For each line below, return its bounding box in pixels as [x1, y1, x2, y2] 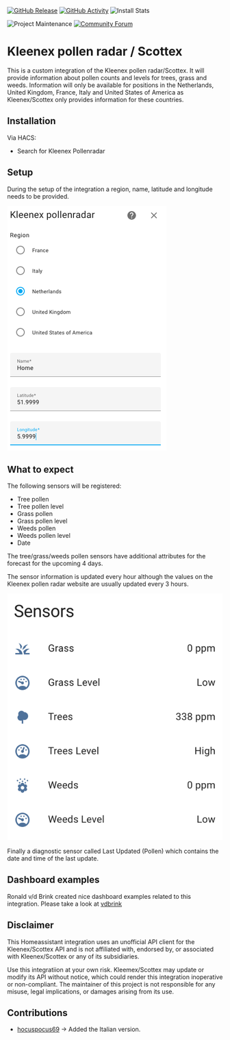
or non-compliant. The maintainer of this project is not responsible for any [7, 980, 216, 988]
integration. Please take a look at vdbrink [7, 900, 123, 908]
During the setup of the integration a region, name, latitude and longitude [7, 185, 214, 193]
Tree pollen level [16, 502, 64, 510]
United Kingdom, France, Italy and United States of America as [7, 88, 184, 96]
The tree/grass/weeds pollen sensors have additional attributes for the [7, 552, 206, 560]
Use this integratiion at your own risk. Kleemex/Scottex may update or [7, 965, 204, 974]
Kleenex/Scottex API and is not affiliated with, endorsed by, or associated [7, 945, 214, 953]
